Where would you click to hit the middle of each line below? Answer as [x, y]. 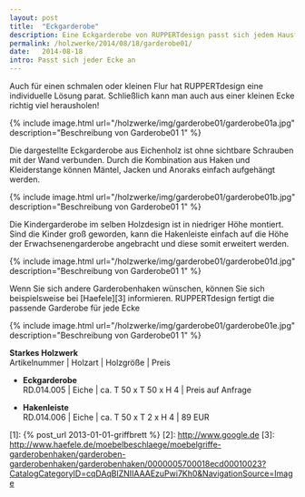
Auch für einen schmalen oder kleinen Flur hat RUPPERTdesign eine [136, 86]
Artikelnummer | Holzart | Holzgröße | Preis [90, 362]
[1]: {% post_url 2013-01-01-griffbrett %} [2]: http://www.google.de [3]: [142, 435]
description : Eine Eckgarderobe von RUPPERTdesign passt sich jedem [142, 35]
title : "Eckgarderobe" [54, 26]
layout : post [34, 18]
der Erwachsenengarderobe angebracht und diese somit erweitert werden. [149, 243]
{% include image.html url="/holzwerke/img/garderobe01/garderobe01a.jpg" [152, 123]
